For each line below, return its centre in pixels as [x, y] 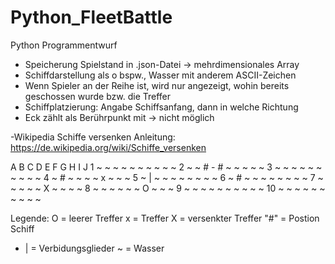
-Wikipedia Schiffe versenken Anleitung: [93, 137]
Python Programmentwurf [64, 45]
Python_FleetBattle [91, 17]
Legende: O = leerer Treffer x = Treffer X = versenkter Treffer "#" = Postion [165, 218]
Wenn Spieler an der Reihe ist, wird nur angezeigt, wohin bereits [157, 85]
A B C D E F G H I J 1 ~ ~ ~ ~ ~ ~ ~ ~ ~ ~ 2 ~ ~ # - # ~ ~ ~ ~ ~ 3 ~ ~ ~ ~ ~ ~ [166, 167]
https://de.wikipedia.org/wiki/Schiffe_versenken [108, 147]
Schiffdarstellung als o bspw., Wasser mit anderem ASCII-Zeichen [160, 75]
